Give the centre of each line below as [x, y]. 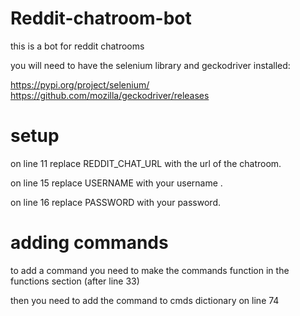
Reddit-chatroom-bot [101, 18]
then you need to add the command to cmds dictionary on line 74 [145, 300]
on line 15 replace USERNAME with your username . [116, 183]
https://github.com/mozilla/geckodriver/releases [110, 95]
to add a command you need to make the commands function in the [150, 270]
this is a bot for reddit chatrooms [77, 46]
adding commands [89, 243]
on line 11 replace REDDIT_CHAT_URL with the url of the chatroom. [146, 163]
